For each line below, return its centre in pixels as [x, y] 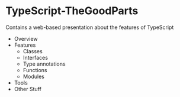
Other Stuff [28, 89]
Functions [35, 70]
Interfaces [36, 57]
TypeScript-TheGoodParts [72, 11]
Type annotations [44, 64]
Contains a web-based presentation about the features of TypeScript [90, 27]
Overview [26, 38]
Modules [34, 76]
